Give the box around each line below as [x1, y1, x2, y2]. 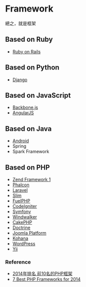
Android [12, 138, 29, 144]
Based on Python [5, 63, 59, 72]
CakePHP [12, 220, 32, 225]
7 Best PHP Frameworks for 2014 [12, 276, 81, 282]
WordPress [12, 241, 35, 247]
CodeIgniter [12, 203, 37, 209]
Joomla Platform [12, 230, 46, 236]
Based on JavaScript [5, 91, 71, 100]
